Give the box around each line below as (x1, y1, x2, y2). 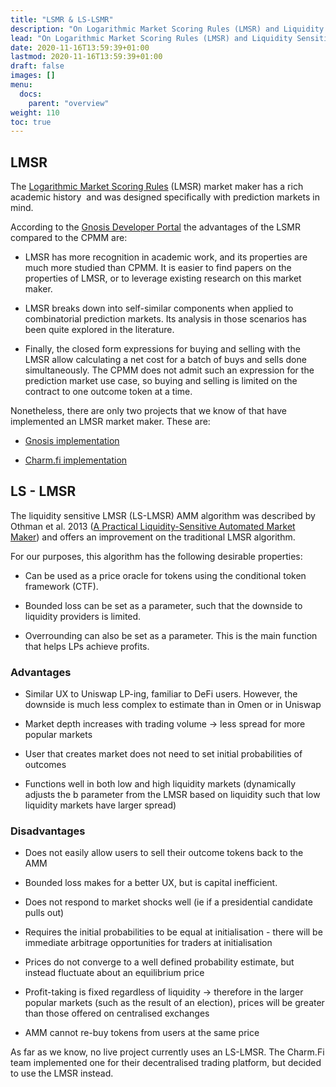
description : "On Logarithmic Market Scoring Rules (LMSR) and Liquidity (10, 24, 325, 34)
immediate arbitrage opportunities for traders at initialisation (24, 937, 273, 949)
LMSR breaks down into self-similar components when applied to (24, 302, 294, 315)
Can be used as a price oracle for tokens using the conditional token (24, 569, 307, 581)
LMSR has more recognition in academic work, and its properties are (24, 251, 308, 263)
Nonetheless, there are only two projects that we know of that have (10, 405, 287, 417)
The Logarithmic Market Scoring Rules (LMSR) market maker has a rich (10, 181, 304, 193)
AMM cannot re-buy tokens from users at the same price (24, 1027, 260, 1039)
